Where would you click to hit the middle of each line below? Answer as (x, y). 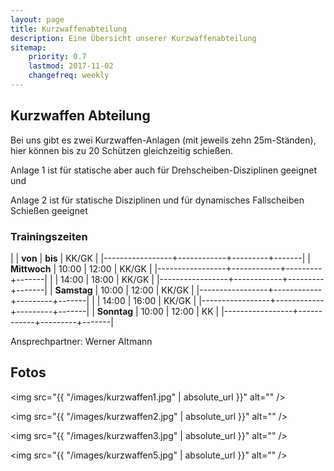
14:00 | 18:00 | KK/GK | (107, 279)
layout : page (37, 19)
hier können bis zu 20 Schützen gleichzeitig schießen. (121, 150)
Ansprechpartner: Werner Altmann (81, 341)
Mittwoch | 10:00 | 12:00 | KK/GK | (81, 268)
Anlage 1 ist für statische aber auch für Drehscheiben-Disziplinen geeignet (164, 170)
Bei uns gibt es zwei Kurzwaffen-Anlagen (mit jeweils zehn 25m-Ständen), (163, 140)
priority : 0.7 (57, 57)
